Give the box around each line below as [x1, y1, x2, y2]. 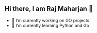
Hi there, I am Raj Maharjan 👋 [4, 5, 93, 13]
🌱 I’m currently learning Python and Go [11, 22, 89, 28]
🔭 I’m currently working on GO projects [11, 17, 90, 23]
